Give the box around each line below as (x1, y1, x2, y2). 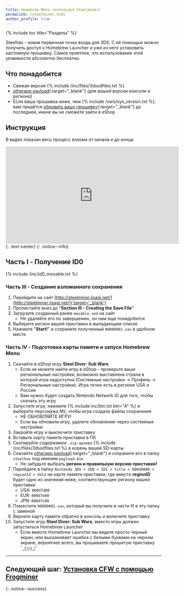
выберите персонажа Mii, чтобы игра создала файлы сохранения (12, 409, 151, 414)
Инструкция (5, 123, 46, 132)
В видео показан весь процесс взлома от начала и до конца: (5, 137, 135, 142)
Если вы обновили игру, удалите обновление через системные (20, 419, 154, 425)
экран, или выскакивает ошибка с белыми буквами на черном (20, 535, 153, 541)
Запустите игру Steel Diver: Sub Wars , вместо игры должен (12, 519, 139, 525)
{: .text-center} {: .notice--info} (5, 243, 69, 249)
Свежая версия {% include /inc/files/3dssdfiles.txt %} (12, 83, 125, 89)
